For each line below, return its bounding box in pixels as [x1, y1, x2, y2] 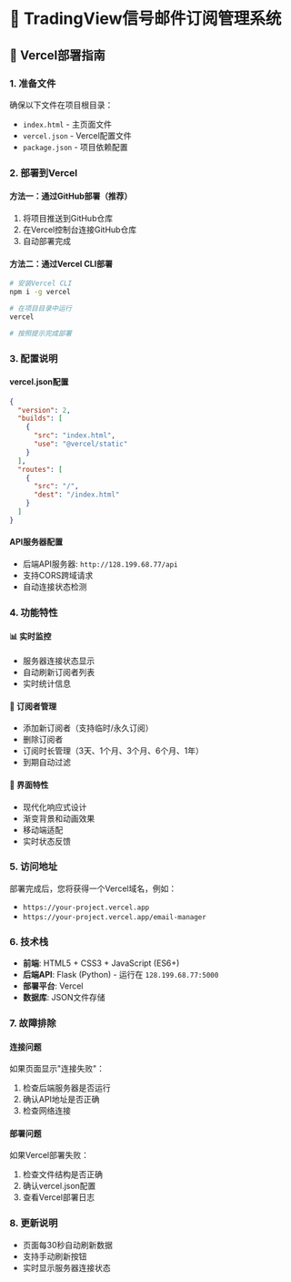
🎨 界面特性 [9, 779, 49, 790]
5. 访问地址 [9, 860, 58, 873]
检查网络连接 [22, 1105, 71, 1116]
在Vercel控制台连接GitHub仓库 [22, 224, 137, 235]
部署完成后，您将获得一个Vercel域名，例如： [9, 883, 177, 894]
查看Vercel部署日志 [22, 1192, 95, 1203]
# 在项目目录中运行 [9, 303, 73, 313]
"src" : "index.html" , [33, 431, 116, 440]
